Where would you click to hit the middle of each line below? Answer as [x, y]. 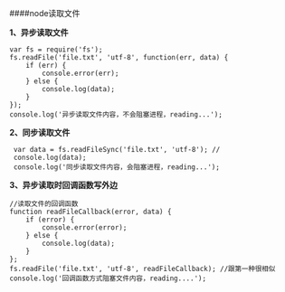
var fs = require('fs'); [56, 50]
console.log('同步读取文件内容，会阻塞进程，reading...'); [116, 167]
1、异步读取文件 [39, 33]
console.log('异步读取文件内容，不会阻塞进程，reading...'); [116, 115]
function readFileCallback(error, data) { [90, 212]
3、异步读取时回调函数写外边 [64, 185]
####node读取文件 [45, 13]
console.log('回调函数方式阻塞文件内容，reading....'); [108, 278]
